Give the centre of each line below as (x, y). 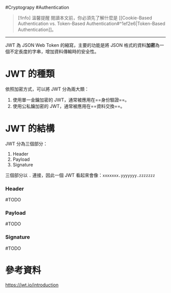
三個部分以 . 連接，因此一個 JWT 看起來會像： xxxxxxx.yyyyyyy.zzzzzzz (80, 175)
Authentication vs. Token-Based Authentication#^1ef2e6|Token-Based (91, 23)
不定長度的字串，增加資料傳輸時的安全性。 (54, 51)
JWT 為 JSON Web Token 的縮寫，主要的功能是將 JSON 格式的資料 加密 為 (82, 45)
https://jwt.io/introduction (32, 285)
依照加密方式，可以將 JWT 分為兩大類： (47, 89)
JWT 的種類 (30, 74)
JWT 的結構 (30, 129)
